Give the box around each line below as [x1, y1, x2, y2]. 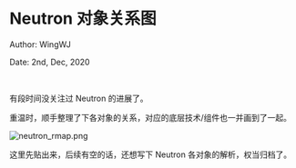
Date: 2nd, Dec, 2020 [9, 56, 90, 67]
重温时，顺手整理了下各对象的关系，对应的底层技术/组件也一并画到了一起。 [9, 112, 292, 123]
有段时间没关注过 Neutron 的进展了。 [9, 93, 148, 104]
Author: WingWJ [9, 38, 71, 50]
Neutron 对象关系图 [9, 8, 157, 29]
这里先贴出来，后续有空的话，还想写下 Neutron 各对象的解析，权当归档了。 [9, 149, 292, 160]
